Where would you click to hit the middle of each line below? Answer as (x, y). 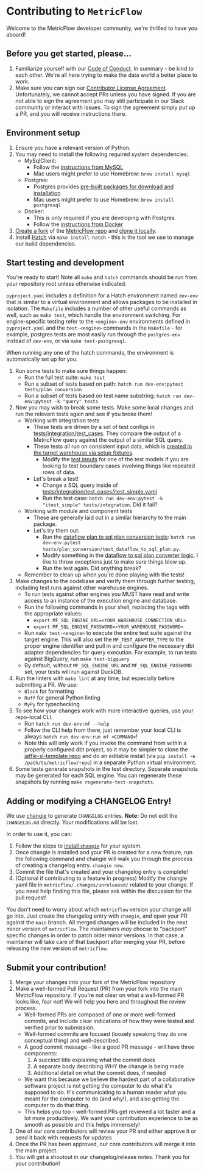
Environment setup (43, 133)
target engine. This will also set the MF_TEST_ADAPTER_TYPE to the (104, 640)
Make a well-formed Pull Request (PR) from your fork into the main (99, 989)
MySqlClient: (40, 160)
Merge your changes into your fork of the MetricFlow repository (95, 982)
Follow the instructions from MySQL (78, 167)
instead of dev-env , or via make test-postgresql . (66, 341)
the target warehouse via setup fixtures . (83, 453)
